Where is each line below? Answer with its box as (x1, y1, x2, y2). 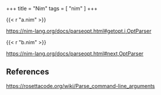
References (6, 67, 49, 77)
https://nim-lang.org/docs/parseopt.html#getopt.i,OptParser (6, 27, 152, 34)
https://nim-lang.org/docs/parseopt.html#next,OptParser (6, 50, 144, 57)
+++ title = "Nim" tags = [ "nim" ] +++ (6, 5, 98, 12)
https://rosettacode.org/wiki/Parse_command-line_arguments (6, 82, 155, 89)
